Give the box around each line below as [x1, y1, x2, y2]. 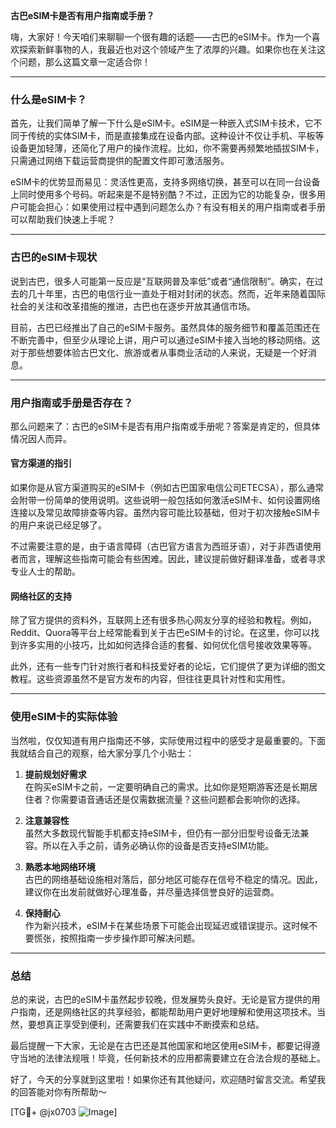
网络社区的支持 [10, 590, 72, 602]
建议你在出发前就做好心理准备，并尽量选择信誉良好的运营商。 [24, 885, 280, 898]
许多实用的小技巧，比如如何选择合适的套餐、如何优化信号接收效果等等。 [18, 639, 317, 651]
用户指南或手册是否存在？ [10, 395, 134, 409]
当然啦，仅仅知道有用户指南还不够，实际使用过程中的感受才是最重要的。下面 [10, 734, 326, 746]
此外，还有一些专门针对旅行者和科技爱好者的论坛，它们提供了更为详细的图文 [10, 660, 326, 673]
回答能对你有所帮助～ [18, 1085, 107, 1098]
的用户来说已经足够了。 [10, 519, 107, 531]
